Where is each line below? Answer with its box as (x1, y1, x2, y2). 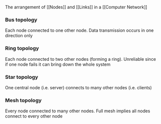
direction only (5, 33, 33, 39)
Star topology (5, 74, 38, 80)
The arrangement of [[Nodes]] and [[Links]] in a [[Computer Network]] (5, 4, 148, 10)
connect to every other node (5, 113, 63, 119)
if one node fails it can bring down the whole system (5, 61, 111, 67)
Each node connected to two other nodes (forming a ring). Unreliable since (5, 56, 157, 62)
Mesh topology (5, 97, 42, 103)
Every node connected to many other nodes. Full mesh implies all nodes (5, 108, 150, 114)
